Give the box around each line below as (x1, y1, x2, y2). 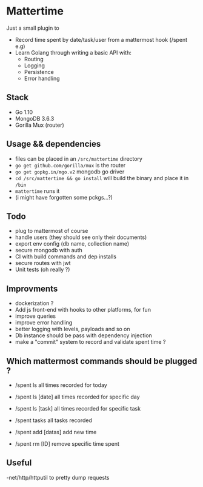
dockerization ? (15, 300, 54, 307)
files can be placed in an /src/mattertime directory (15, 155, 142, 162)
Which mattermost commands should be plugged (6, 356, 198, 366)
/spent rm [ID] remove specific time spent (15, 440, 120, 447)
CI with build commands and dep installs (15, 253, 117, 260)
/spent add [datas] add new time (15, 429, 97, 435)
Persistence (24, 68, 55, 75)
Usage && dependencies (6, 139, 101, 149)
